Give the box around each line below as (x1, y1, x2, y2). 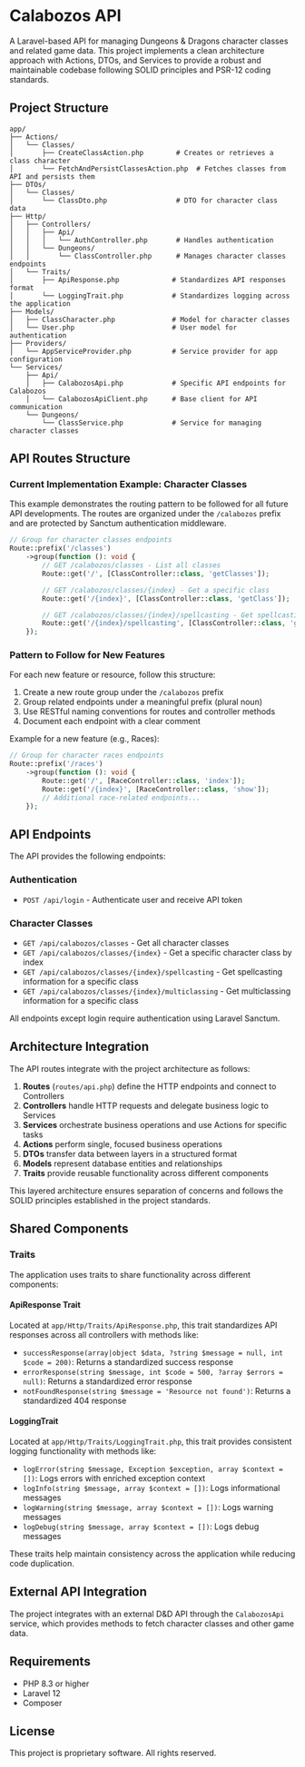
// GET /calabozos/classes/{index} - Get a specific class (42, 585, 271, 594)
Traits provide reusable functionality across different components (22, 1167, 270, 1178)
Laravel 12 (22, 1687, 61, 1698)
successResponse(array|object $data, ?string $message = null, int (22, 1349, 283, 1358)
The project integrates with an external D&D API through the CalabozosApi (9, 1608, 285, 1619)
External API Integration (9, 1585, 148, 1600)
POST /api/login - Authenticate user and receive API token (22, 894, 243, 905)
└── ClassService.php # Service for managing (42, 418, 261, 427)
